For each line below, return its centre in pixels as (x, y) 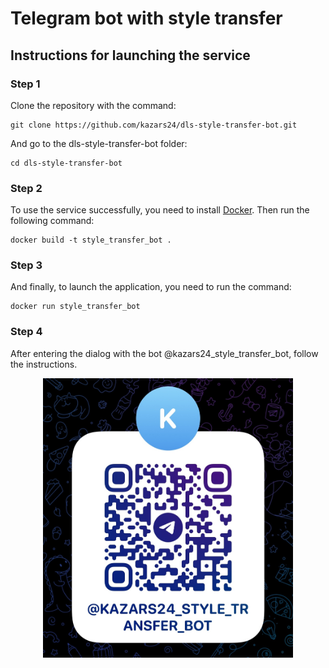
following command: (52, 221)
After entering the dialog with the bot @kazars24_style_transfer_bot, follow (164, 353)
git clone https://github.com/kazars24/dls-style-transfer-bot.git (154, 125)
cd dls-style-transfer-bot (66, 163)
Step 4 (26, 332)
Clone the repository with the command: (93, 105)
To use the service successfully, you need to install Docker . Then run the (160, 210)
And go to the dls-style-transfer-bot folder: (99, 143)
